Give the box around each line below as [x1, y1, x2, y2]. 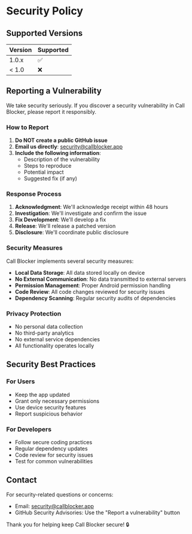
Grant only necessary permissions [14, 397, 100, 405]
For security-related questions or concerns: [6, 491, 114, 498]
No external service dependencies [14, 336, 100, 342]
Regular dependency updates [14, 445, 88, 452]
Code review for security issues [14, 451, 94, 459]
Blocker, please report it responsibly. [6, 108, 97, 115]
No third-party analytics [14, 329, 74, 336]
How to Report [6, 123, 49, 131]
